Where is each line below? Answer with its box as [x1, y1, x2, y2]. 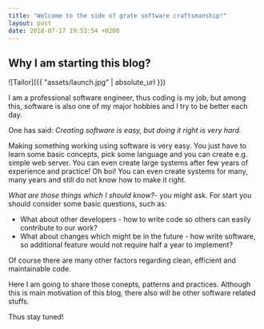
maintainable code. [8, 264, 72, 274]
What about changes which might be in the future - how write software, [19, 231, 256, 241]
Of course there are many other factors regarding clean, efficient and [8, 255, 236, 265]
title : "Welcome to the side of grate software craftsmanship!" [8, 11, 227, 20]
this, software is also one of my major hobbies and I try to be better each [8, 102, 248, 111]
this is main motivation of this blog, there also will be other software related [8, 288, 256, 298]
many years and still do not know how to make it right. [8, 175, 186, 185]
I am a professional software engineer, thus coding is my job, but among [8, 93, 246, 102]
